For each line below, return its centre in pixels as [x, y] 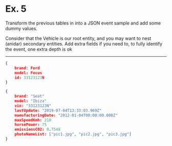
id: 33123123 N [29, 78]
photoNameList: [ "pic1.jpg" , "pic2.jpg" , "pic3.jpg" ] [73, 134]
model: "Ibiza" [31, 101]
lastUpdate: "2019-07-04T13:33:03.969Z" [58, 110]
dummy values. [21, 28]
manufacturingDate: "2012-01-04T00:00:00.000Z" [66, 115]
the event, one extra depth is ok [39, 49]
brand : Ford [27, 68]
